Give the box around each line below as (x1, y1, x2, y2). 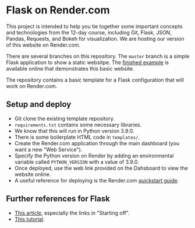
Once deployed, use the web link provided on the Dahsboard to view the (14, 164, 188, 171)
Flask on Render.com (6, 3, 110, 17)
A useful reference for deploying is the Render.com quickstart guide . (14, 177, 179, 184)
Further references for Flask (6, 194, 111, 204)
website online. (14, 170, 51, 178)
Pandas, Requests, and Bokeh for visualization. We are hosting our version (6, 35, 185, 42)
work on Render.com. (6, 82, 58, 89)
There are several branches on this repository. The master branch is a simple (6, 52, 190, 59)
